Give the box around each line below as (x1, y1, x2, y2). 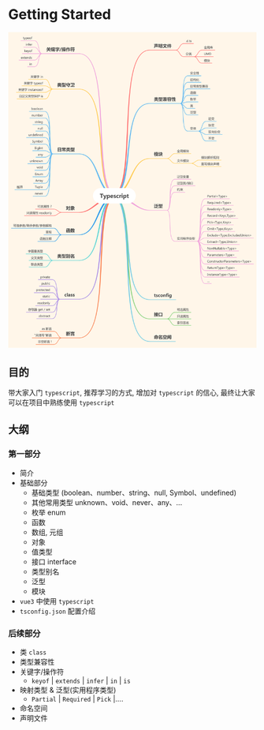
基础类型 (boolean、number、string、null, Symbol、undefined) (31, 488, 237, 497)
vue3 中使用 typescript (19, 596, 95, 605)
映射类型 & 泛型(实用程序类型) (19, 685, 117, 695)
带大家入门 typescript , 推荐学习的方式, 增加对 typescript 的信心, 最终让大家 (8, 388, 255, 398)
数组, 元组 (31, 527, 64, 537)
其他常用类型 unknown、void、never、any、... (31, 497, 183, 507)
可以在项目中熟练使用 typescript (8, 398, 115, 407)
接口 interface (31, 556, 77, 566)
